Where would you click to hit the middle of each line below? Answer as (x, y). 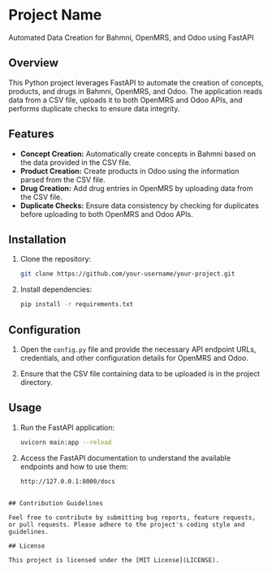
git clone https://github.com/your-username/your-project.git (127, 274)
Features (31, 134)
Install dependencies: (56, 289)
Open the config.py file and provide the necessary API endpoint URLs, (138, 349)
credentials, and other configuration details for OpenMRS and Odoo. (134, 357)
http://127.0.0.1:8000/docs (67, 481)
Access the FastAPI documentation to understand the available (125, 457)
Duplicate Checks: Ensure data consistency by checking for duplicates (140, 206)
